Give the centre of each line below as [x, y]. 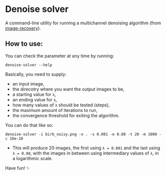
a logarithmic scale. [33, 158]
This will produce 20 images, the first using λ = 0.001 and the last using [86, 148]
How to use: [24, 44]
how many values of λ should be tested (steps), [61, 105]
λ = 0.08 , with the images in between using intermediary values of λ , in [85, 153]
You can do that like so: [29, 125]
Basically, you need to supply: [36, 74]
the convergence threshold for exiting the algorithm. [66, 115]
